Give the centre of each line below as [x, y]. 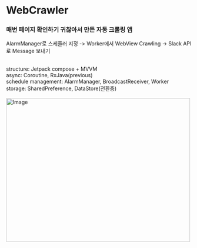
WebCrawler [37, 10]
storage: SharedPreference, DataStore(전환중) [61, 88]
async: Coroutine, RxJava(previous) [49, 75]
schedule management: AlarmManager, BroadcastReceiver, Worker [88, 82]
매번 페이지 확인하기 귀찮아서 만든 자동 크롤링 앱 [69, 30]
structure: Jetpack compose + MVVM [52, 69]
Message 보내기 [31, 51]
